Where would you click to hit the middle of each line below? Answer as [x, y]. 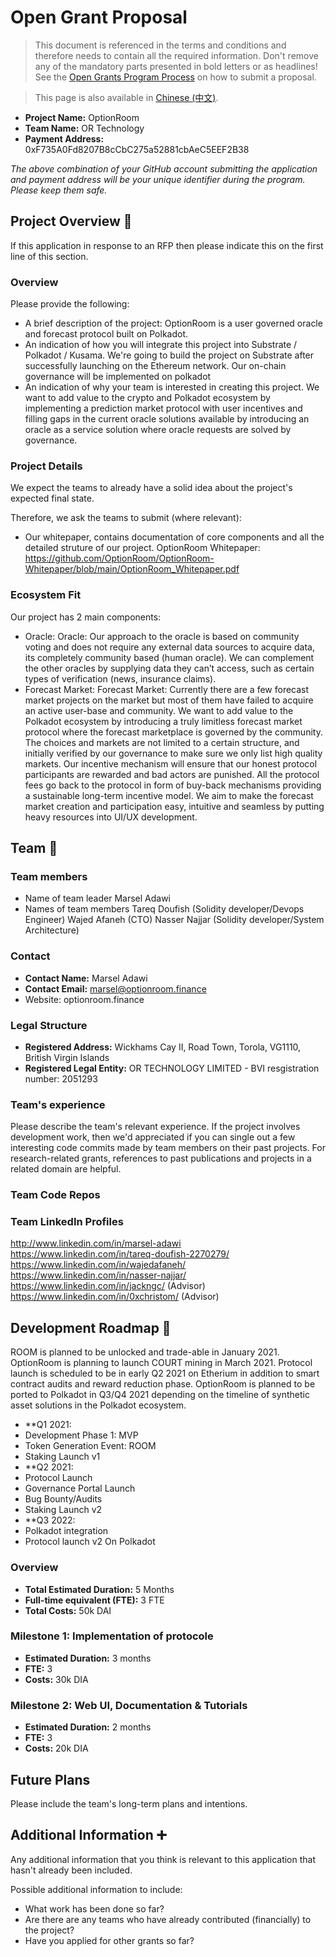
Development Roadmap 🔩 [91, 1327]
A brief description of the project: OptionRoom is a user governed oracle [173, 323]
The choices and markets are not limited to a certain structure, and [162, 742]
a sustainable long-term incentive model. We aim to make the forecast [169, 795]
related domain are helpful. [66, 1169]
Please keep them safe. [59, 190]
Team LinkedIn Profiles [67, 1222]
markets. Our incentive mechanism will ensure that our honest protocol [171, 763]
